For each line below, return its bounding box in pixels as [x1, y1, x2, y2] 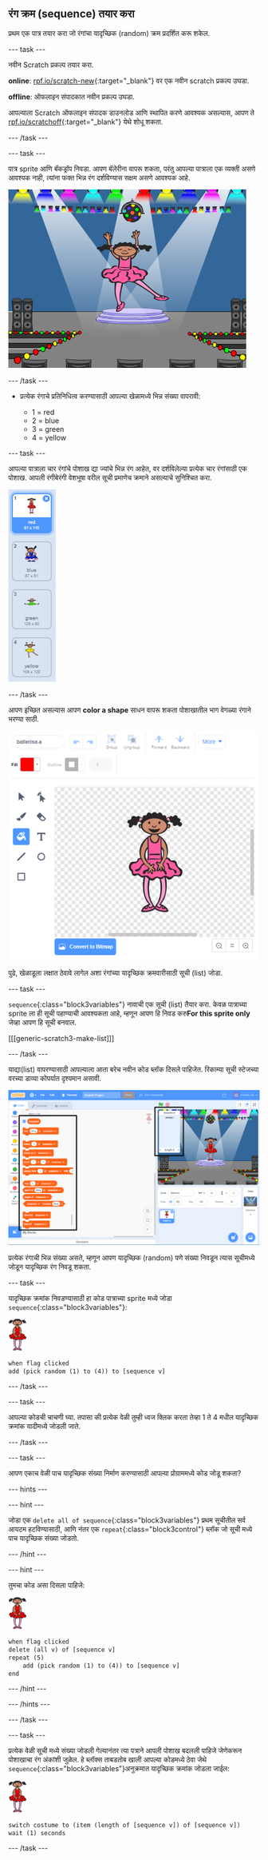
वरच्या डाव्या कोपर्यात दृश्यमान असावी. [8, 1073, 102, 1083]
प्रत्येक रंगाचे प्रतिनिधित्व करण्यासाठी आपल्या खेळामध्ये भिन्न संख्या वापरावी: [19, 391, 201, 401]
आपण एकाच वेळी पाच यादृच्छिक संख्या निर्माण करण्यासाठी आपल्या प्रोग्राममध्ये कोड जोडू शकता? [8, 1468, 242, 1479]
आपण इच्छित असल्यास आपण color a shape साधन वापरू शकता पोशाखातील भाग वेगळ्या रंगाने [8, 704, 251, 715]
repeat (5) [8, 1654, 45, 1662]
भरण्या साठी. [8, 714, 40, 724]
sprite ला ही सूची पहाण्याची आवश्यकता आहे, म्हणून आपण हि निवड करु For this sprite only [8, 1008, 250, 1018]
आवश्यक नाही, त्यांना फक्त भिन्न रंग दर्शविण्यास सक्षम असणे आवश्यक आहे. [8, 173, 191, 182]
